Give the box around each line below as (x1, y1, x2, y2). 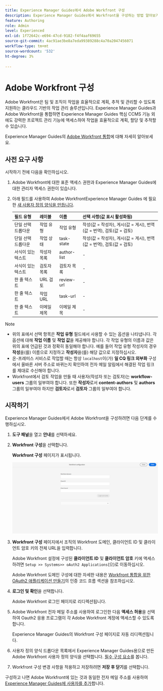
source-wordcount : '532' (5, 49, 55, 53)
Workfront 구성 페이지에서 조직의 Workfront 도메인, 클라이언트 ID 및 (12, 539, 143, 545)
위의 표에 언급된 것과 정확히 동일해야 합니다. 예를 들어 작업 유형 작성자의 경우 (12, 343, 157, 349)
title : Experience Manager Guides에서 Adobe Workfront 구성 (5, 8, 125, 13)
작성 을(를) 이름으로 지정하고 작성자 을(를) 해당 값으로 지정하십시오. (12, 349, 137, 355)
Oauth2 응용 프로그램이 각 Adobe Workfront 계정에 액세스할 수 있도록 (21, 615, 154, 621)
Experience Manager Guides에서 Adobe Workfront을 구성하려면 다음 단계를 (5, 415, 152, 421)
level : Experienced (5, 28, 45, 34)
